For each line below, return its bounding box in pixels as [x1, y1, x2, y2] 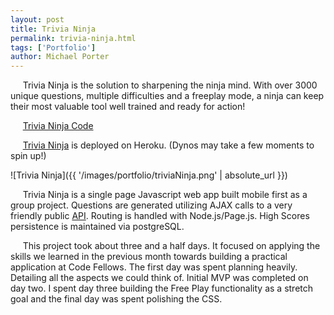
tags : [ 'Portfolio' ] [10, 42, 97, 53]
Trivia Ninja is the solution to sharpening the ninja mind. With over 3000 [22, 79, 318, 91]
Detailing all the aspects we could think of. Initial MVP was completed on [10, 272, 309, 284]
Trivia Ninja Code [22, 120, 94, 132]
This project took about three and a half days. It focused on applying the [22, 240, 321, 252]
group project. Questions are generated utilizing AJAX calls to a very [10, 199, 293, 211]
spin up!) [10, 150, 47, 162]
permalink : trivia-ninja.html [10, 33, 137, 43]
